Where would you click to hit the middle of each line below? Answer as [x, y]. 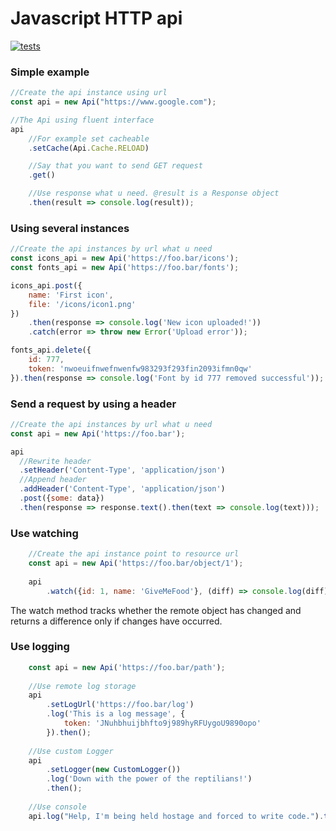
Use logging [40, 647]
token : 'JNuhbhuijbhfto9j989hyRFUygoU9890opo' [162, 723]
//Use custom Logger [71, 751]
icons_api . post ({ [46, 285]
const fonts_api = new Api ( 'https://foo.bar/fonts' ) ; [125, 268]
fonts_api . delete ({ [51, 350]
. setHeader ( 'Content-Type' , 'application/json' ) [122, 470]
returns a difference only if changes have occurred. [116, 621]
